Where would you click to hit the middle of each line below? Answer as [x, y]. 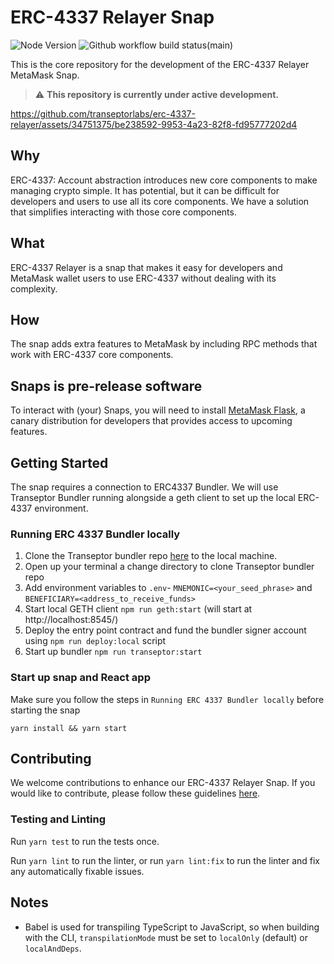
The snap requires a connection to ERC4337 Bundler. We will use [144, 487]
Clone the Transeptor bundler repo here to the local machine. [151, 556]
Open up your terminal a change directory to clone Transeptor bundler [169, 567]
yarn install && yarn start [69, 728]
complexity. [34, 288]
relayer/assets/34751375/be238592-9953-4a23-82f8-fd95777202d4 [154, 124]
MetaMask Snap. [45, 75]
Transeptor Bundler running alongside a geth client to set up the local [153, 497]
